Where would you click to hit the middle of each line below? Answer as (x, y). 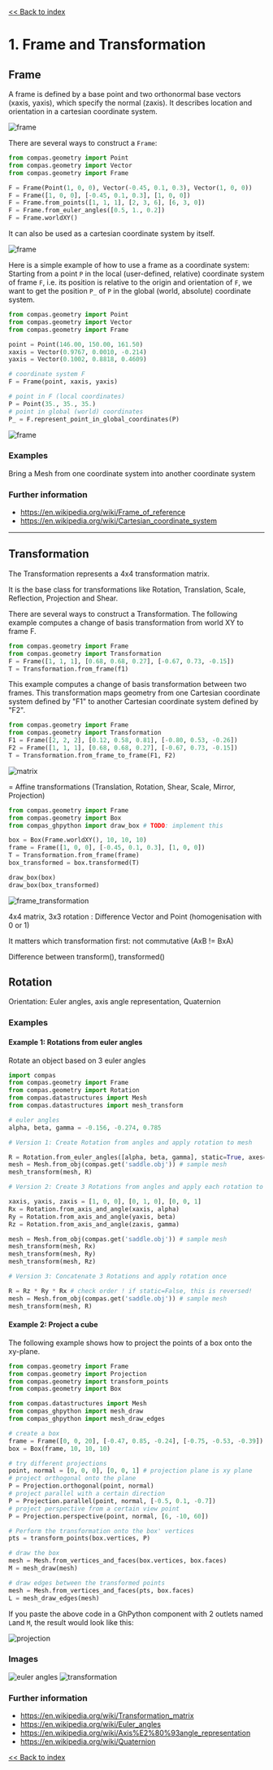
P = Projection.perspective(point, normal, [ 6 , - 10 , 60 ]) (108, 1516)
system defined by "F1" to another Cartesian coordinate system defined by (133, 701)
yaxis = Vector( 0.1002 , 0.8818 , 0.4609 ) (78, 360)
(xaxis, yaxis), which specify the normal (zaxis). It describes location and (130, 103)
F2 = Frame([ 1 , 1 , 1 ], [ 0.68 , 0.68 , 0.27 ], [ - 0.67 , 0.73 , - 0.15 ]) (123, 748)
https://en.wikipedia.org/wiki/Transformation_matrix (107, 1715)
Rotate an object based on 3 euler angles (77, 1060)
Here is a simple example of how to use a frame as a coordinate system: (129, 265)
